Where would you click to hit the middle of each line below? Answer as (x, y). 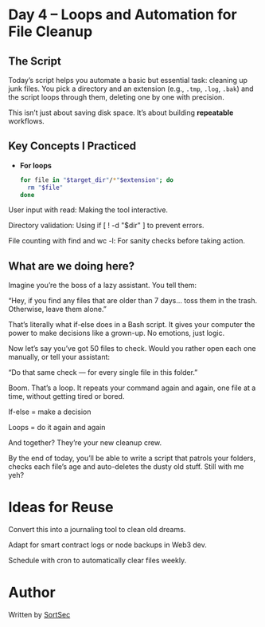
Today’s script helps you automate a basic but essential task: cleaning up (128, 80)
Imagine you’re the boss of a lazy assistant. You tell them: (103, 286)
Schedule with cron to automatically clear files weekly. (97, 561)
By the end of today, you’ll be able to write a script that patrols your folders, (132, 458)
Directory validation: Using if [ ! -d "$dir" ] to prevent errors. (106, 226)
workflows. (27, 121)
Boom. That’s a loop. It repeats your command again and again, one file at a (132, 388)
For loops (35, 165)
